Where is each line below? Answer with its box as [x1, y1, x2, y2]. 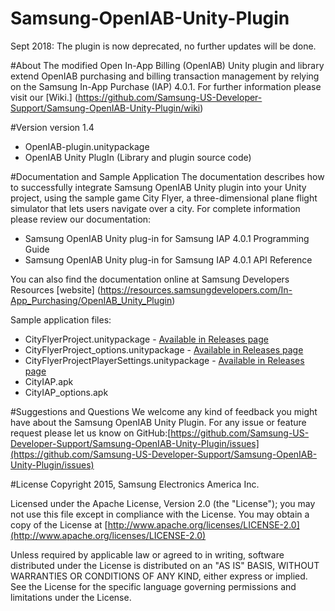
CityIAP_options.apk [24, 386, 109, 398]
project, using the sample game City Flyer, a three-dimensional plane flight [10, 192, 318, 204]
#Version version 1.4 [10, 121, 95, 133]
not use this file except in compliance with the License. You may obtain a [10, 508, 310, 520]
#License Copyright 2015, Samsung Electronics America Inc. [10, 478, 260, 490]
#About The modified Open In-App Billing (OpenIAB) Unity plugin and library [10, 59, 325, 71]
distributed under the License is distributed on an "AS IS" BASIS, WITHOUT [10, 559, 320, 571]
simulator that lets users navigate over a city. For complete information [10, 202, 301, 214]
